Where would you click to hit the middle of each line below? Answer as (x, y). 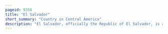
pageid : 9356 (19, 10)
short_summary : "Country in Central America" (53, 19)
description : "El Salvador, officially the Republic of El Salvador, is (82, 24)
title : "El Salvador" (28, 14)
